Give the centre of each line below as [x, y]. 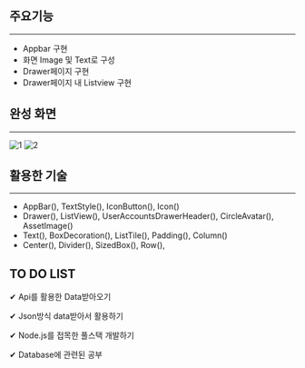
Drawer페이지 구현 [56, 71]
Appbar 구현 [45, 48]
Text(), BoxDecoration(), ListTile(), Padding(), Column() [125, 235]
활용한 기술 [39, 176]
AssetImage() [48, 226]
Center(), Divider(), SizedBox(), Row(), [93, 245]
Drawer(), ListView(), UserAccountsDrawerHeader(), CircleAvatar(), [148, 216]
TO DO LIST [43, 274]
